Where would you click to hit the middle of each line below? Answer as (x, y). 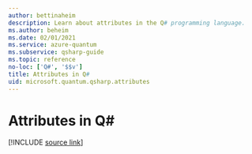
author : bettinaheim (42, 15)
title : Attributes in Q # (49, 74)
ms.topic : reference (42, 60)
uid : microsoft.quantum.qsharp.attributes (79, 81)
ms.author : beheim (38, 30)
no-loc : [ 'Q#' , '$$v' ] (45, 67)
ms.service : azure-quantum (53, 45)
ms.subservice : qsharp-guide (56, 52)
